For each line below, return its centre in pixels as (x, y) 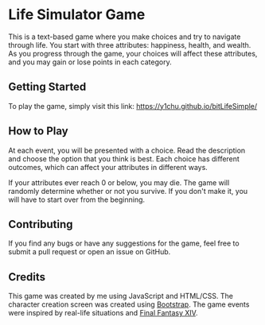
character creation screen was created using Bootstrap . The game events (129, 304)
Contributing (41, 224)
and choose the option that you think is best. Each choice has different (124, 159)
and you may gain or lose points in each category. (90, 62)
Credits (27, 277)
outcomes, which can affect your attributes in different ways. (108, 167)
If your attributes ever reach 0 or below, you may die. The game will (119, 182)
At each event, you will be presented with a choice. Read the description (127, 150)
